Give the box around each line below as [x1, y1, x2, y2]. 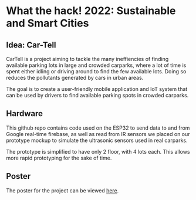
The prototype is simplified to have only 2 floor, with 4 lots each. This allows [6, 148, 190, 155]
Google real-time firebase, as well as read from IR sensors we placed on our [6, 130, 190, 137]
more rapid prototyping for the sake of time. [6, 154, 112, 161]
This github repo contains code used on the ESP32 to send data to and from [6, 124, 190, 131]
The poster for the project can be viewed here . [6, 187, 119, 194]
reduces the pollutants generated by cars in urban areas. [6, 74, 144, 81]
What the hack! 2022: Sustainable [6, 4, 176, 18]
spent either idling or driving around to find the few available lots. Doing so [6, 68, 187, 74]
